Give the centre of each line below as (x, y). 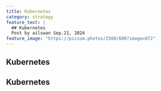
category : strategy (30, 17)
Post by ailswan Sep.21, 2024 (48, 33)
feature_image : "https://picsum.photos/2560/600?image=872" (81, 38)
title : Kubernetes (28, 11)
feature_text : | (26, 22)
